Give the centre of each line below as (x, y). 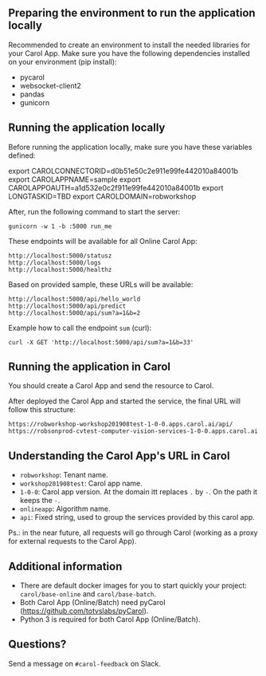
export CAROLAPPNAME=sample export (74, 179)
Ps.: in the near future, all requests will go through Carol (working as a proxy (133, 533)
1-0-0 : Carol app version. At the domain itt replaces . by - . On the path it (138, 492)
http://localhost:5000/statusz (60, 255)
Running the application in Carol (90, 367)
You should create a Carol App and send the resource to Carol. (111, 386)
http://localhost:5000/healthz (60, 269)
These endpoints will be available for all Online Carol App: (103, 241)
